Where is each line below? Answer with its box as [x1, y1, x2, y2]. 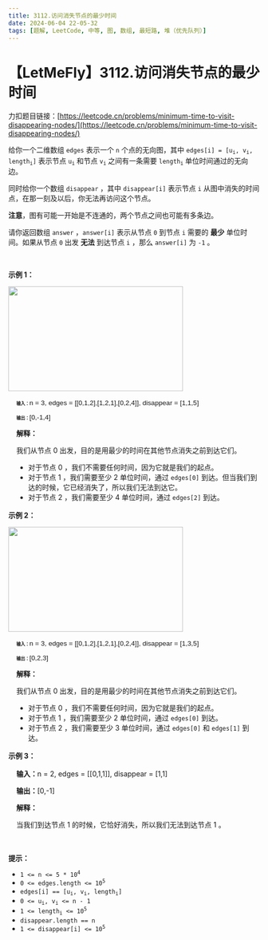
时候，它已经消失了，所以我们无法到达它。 [41, 482, 182, 492]
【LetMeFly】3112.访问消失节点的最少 [8, 63, 260, 81]
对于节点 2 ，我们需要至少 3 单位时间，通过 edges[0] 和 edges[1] [27, 724, 241, 733]
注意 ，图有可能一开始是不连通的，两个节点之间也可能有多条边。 [8, 211, 218, 220]
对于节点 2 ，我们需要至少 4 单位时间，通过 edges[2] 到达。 [27, 493, 225, 502]
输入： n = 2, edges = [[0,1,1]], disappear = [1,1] [16, 769, 168, 779]
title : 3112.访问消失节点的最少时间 [8, 11, 117, 20]
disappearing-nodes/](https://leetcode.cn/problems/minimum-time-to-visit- [8, 121, 258, 130]
